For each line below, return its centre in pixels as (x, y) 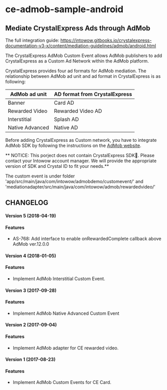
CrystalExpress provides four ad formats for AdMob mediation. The (76, 71)
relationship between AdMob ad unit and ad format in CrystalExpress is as (83, 76)
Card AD (64, 103)
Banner (17, 103)
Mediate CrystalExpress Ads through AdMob (78, 28)
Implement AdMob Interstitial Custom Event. (59, 279)
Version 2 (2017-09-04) (31, 325)
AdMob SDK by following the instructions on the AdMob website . (73, 145)
